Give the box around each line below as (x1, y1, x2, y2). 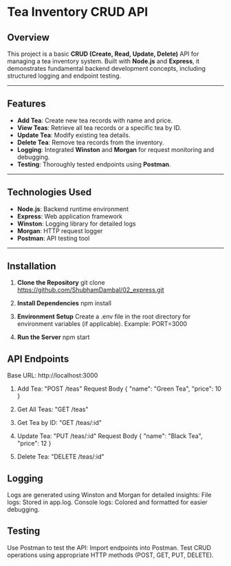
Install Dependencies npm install (16, 299, 112, 307)
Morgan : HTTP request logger (16, 226, 103, 235)
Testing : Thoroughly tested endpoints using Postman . (16, 160, 171, 168)
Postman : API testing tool (16, 234, 90, 242)
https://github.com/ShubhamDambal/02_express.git (16, 286, 164, 294)
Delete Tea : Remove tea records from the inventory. (16, 138, 164, 146)
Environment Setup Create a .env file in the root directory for (16, 312, 191, 320)
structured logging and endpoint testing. (7, 72, 122, 80)
